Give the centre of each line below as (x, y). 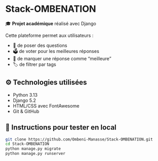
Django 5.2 (24, 100)
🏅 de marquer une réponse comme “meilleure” (62, 58)
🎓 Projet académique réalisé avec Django (51, 23)
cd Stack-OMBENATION (28, 144)
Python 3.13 (25, 95)
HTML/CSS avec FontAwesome (46, 105)
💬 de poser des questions (40, 45)
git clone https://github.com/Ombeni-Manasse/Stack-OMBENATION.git (79, 139)
